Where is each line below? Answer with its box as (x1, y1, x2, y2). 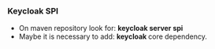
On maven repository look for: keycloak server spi (18, 24, 183, 33)
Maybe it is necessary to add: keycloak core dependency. (18, 32, 208, 41)
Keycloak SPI (7, 6, 59, 17)
